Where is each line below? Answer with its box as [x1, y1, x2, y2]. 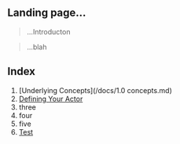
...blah [26, 42, 47, 52]
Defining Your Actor [18, 94, 83, 103]
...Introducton [26, 27, 71, 36]
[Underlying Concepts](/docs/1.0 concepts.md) [18, 85, 172, 95]
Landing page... [7, 6, 86, 20]
